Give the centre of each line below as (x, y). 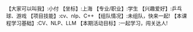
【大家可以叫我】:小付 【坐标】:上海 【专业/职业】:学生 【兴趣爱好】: (89, 8)
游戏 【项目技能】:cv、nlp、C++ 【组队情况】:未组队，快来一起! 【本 (99, 16)
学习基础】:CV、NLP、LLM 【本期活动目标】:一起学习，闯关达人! (89, 23)
